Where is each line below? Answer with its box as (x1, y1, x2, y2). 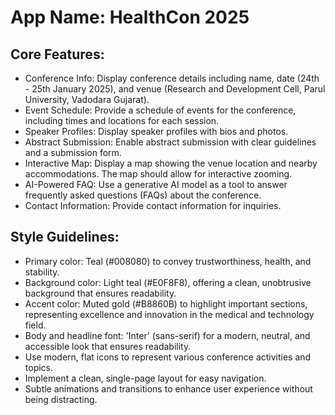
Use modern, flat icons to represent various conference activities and (24, 351, 312, 363)
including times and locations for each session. (24, 115, 220, 126)
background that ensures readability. (24, 287, 177, 299)
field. (24, 319, 47, 331)
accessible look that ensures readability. (24, 340, 192, 352)
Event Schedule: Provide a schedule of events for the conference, (24, 104, 297, 116)
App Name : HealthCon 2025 (10, 6, 250, 29)
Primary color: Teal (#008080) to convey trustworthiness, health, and (24, 255, 312, 267)
